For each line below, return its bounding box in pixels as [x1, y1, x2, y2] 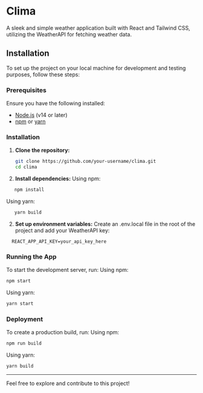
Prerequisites [6, 86, 47, 94]
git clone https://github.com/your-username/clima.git [14, 159, 156, 165]
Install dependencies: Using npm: [14, 175, 101, 182]
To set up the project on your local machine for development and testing [6, 64, 186, 71]
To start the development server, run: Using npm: [6, 266, 129, 274]
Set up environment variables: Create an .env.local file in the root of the [14, 220, 196, 228]
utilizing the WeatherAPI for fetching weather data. [6, 30, 132, 38]
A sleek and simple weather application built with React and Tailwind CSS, [6, 24, 190, 31]
